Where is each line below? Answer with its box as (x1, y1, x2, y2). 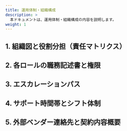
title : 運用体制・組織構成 (5, 7, 56, 13)
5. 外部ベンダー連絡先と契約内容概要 (5, 118, 121, 127)
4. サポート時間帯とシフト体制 (5, 99, 101, 107)
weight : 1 (5, 21, 27, 27)
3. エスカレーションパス (5, 80, 81, 89)
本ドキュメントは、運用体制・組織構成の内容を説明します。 (10, 17, 117, 22)
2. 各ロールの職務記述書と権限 (5, 61, 101, 70)
